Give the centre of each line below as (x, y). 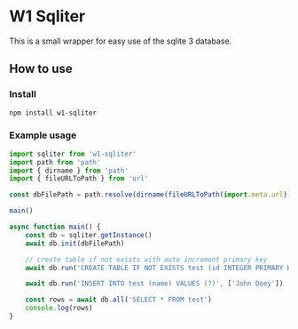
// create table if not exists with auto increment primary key (146, 260)
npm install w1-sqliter (53, 113)
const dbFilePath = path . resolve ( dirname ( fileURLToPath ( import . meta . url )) (150, 195)
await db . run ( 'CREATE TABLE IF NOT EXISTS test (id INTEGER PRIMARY (154, 268)
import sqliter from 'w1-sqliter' (73, 154)
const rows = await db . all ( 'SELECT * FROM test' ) (119, 300)
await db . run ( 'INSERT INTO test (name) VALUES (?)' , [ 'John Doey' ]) (154, 284)
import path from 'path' (55, 162)
